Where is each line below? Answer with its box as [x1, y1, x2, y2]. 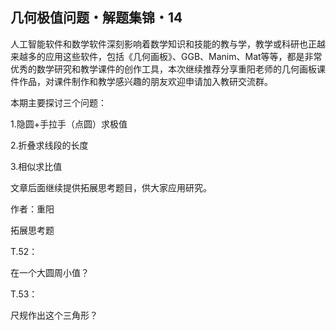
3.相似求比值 [10, 160, 63, 172]
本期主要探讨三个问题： [10, 96, 107, 108]
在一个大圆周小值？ [10, 266, 90, 278]
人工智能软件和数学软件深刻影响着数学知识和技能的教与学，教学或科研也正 [10, 38, 317, 50]
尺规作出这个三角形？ [10, 309, 98, 321]
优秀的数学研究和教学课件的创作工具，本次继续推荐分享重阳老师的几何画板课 [10, 63, 326, 75]
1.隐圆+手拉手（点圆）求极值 [10, 118, 128, 130]
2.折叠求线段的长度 [10, 139, 89, 151]
